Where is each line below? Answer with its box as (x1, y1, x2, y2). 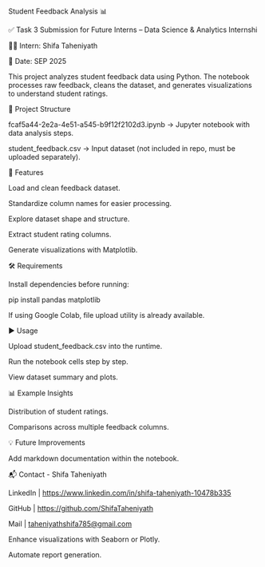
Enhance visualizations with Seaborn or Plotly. (8, 534, 160, 544)
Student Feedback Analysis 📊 (8, 6, 108, 16)
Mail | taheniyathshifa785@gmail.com (8, 519, 132, 529)
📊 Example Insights (8, 388, 73, 398)
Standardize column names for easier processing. (8, 199, 172, 208)
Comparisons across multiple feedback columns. (8, 422, 169, 431)
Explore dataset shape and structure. (8, 214, 130, 224)
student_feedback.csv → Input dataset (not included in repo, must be (8, 144, 235, 153)
